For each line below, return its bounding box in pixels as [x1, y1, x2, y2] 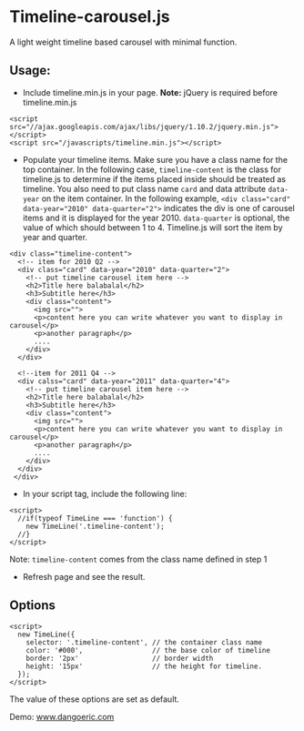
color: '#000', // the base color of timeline [25, 645, 271, 655]
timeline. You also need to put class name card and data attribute [22, 183, 267, 194]
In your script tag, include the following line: [22, 488, 187, 499]
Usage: [9, 63, 52, 78]
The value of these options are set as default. [9, 694, 180, 705]
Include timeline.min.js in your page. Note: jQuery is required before [22, 86, 278, 97]
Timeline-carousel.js [9, 6, 170, 27]
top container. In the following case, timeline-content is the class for [22, 164, 282, 175]
